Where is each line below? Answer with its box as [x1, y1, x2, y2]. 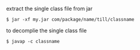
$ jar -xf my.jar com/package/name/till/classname [6, 17, 135, 23]
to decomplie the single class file [6, 27, 87, 34]
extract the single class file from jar [6, 5, 93, 12]
